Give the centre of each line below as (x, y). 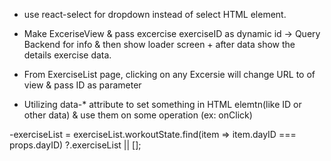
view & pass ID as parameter (82, 85)
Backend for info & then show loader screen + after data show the (159, 44)
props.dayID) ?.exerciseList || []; (75, 145)
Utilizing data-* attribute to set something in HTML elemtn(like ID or (162, 104)
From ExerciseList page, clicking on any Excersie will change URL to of (169, 74)
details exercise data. (67, 55)
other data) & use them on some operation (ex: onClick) (138, 115)
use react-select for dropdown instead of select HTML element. (155, 14)
